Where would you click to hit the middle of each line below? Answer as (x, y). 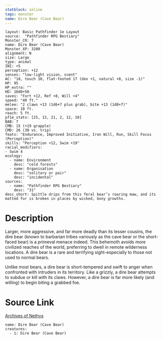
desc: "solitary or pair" (40, 173)
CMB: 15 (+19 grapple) (28, 126)
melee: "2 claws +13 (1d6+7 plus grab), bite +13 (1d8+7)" (66, 105)
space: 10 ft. (20, 109)
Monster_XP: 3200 (23, 49)
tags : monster (20, 14)
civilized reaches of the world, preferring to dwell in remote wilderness (76, 247)
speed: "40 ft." (21, 101)
